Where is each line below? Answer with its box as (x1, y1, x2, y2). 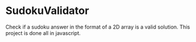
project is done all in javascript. (5, 29, 81, 36)
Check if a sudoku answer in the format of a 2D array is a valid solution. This (5, 23, 190, 30)
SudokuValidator (5, 4, 89, 17)
